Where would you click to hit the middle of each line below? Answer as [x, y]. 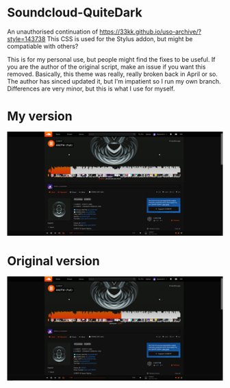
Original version [54, 261]
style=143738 [26, 38]
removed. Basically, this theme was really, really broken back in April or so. [112, 74]
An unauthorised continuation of [52, 32]
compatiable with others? [43, 46]
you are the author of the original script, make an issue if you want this [106, 66]
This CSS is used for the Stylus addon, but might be [120, 38]
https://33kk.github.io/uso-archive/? [150, 32]
